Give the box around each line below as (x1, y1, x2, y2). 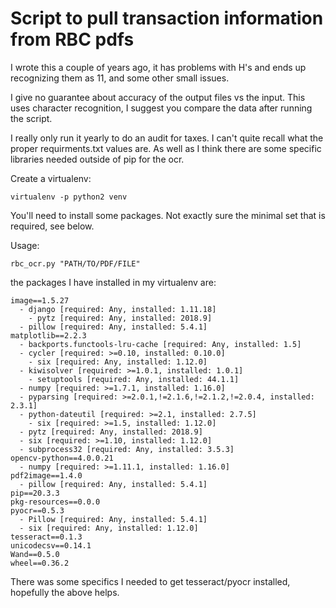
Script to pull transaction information (10, 7, 324, 30)
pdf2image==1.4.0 (10, 470, 83, 481)
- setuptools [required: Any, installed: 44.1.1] (28, 374, 240, 384)
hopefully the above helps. (10, 586, 120, 598)
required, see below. (10, 220, 95, 232)
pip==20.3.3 (10, 488, 60, 498)
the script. (10, 112, 53, 124)
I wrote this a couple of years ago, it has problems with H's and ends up (10, 61, 307, 73)
